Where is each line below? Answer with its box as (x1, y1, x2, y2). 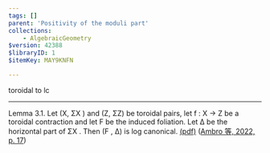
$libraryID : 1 (8, 49, 56, 57)
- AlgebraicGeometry (22, 34, 92, 42)
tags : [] (8, 11, 38, 20)
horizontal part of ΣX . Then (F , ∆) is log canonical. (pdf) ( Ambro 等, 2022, (8, 126, 256, 136)
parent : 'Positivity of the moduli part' (8, 19, 149, 27)
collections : (8, 26, 52, 34)
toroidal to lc (8, 85, 50, 95)
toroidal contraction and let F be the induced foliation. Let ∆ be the (8, 117, 228, 127)
